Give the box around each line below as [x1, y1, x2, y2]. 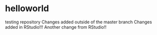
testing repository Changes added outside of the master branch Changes [5, 19, 152, 25]
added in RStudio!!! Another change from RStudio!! [5, 24, 107, 30]
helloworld [5, 3, 49, 14]
